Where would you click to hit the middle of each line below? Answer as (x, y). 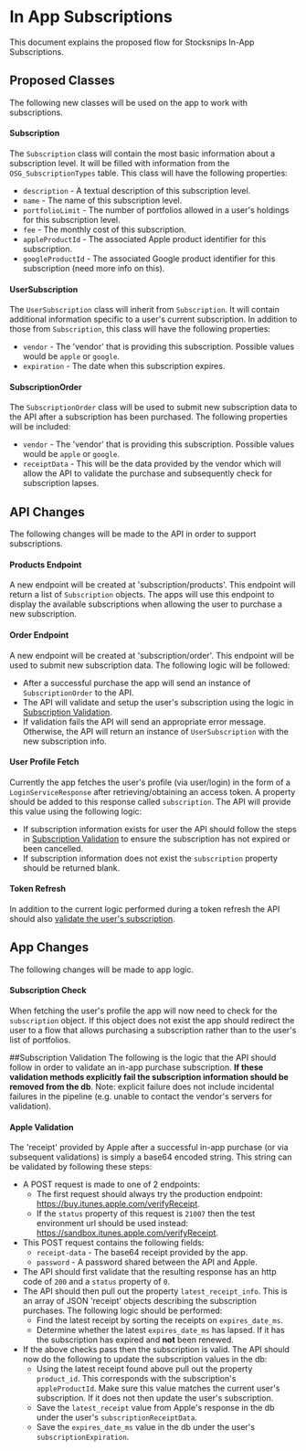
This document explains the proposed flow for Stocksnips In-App (132, 42)
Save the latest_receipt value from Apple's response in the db (156, 1408)
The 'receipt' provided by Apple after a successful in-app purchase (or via (149, 1148)
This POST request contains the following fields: (113, 1243)
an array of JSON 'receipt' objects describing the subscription (140, 1301)
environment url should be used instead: (112, 1223)
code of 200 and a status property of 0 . (96, 1282)
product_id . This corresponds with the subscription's (136, 1379)
